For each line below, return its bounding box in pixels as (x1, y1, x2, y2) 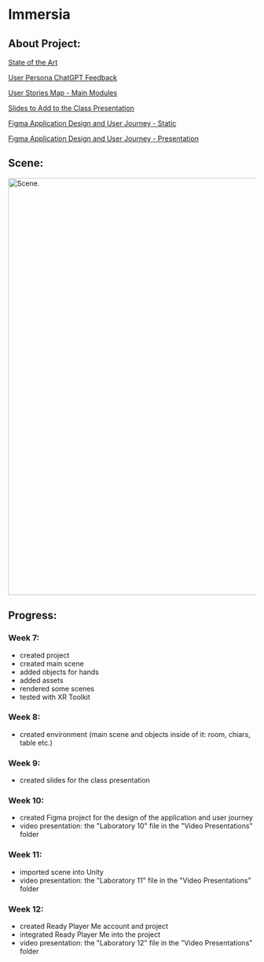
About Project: (8, 37, 81, 50)
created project (19, 651, 70, 660)
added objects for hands (19, 667, 100, 676)
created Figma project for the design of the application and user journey (19, 813, 254, 823)
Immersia (8, 6, 71, 24)
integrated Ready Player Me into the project (19, 930, 161, 939)
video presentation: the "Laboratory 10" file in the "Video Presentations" (19, 821, 253, 831)
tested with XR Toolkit (19, 692, 90, 702)
